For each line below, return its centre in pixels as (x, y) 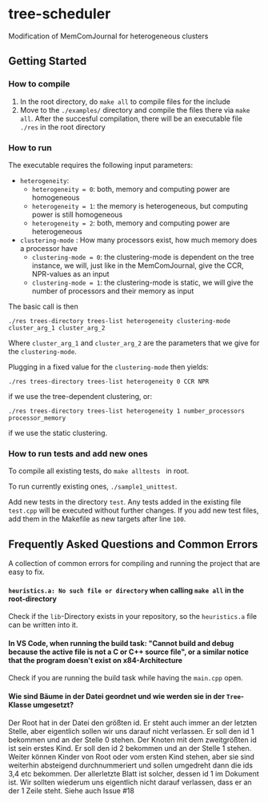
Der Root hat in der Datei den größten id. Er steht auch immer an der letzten (133, 722)
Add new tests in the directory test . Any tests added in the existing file (125, 502)
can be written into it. (43, 625)
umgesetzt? (54, 705)
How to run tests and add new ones (78, 453)
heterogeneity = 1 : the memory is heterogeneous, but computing (140, 205)
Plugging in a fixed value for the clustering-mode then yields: (109, 367)
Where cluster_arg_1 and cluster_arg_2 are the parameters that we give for (134, 343)
